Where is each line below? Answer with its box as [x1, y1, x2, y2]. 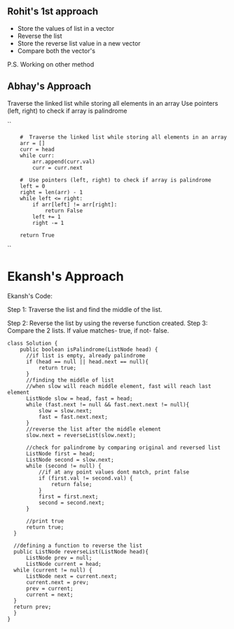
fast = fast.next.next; [38, 413, 109, 420]
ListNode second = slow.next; [25, 456, 114, 463]
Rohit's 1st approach [7, 6, 99, 18]
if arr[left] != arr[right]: [32, 201, 118, 208]
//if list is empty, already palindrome [25, 352, 146, 359]
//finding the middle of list [25, 376, 114, 384]
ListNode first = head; [25, 450, 96, 457]
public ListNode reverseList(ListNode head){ [13, 548, 149, 555]
